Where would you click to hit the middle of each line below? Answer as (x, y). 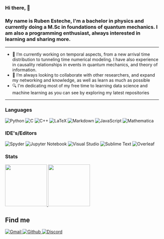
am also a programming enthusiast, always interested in (73, 33)
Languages (19, 110)
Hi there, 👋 (18, 8)
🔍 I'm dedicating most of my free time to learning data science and (80, 86)
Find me (18, 220)
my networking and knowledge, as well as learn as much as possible (81, 80)
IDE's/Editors (21, 133)
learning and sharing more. (38, 39)
